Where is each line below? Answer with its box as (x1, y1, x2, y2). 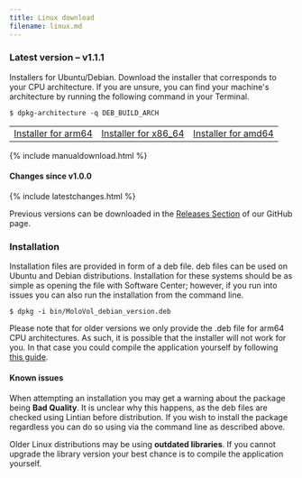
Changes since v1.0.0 (9, 170, 92, 181)
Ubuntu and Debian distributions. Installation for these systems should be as (9, 271, 293, 281)
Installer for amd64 (193, 127, 274, 140)
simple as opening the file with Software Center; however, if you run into (9, 280, 278, 291)
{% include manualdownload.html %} (9, 150, 148, 161)
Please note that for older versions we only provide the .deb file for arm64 (9, 323, 285, 334)
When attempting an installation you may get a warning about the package (9, 392, 286, 403)
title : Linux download (9, 13, 95, 23)
